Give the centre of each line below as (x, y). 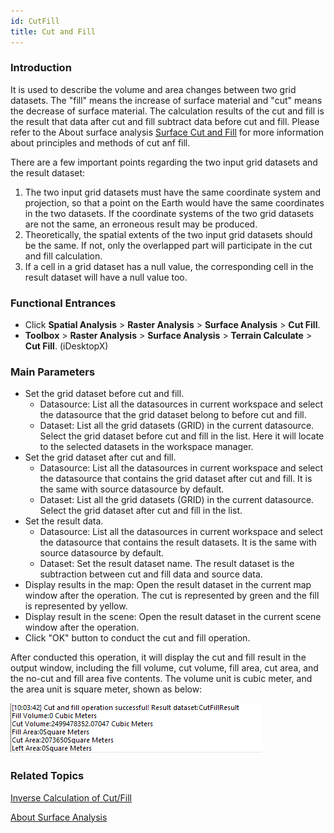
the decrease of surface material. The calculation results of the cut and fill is (167, 111)
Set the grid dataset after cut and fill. (100, 457)
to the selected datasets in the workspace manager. (146, 447)
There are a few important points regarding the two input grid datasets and (164, 162)
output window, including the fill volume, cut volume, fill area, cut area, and (164, 668)
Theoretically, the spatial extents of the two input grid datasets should (168, 234)
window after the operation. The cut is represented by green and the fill (172, 596)
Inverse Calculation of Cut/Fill (71, 797)
